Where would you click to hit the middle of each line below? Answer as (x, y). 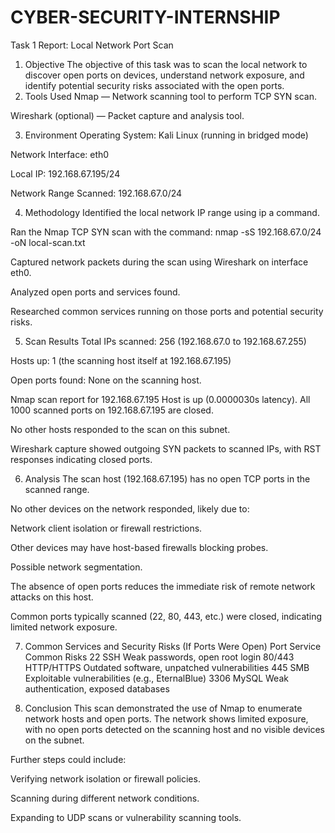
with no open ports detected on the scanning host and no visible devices (174, 729)
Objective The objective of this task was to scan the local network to (166, 64)
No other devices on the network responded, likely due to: (130, 508)
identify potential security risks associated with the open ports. (154, 85)
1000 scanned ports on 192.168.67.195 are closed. (112, 410)
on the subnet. (54, 740)
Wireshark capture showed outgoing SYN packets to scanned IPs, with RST (166, 448)
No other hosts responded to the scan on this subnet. (120, 429)
